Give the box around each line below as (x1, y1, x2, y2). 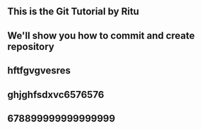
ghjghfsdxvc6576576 (7, 88, 105, 101)
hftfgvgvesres (7, 65, 71, 77)
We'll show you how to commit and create (7, 30, 196, 42)
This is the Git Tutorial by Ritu (7, 6, 140, 18)
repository (7, 40, 55, 52)
